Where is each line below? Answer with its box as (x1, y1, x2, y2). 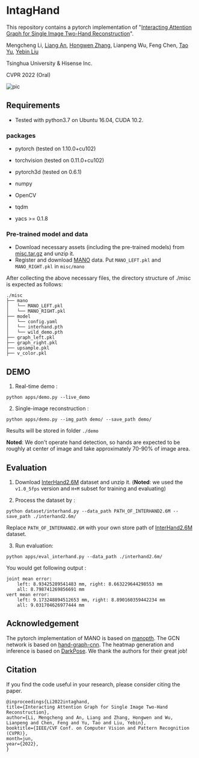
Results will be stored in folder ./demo (6, 427, 99, 434)
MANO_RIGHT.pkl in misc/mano (14, 263, 85, 270)
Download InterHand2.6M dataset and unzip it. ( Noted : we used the (14, 478, 183, 485)
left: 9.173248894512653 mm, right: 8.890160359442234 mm (17, 597, 165, 603)
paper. (6, 687, 22, 694)
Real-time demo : (14, 383, 58, 390)
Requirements (6, 100, 60, 111)
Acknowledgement (6, 618, 79, 629)
